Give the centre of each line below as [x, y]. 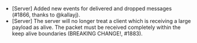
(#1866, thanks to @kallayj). [46, 15]
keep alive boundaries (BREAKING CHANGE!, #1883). [77, 34]
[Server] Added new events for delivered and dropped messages [92, 9]
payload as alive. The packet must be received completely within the [96, 27]
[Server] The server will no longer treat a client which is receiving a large [101, 21]
